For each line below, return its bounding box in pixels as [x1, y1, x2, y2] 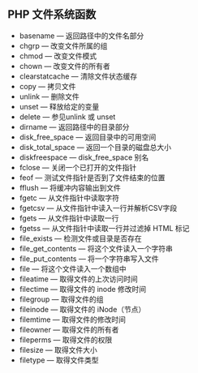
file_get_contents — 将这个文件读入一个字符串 [19, 243, 174, 253]
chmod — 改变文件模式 [19, 51, 97, 61]
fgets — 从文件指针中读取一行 [19, 213, 119, 223]
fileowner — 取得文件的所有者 [19, 324, 119, 334]
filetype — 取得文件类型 [19, 355, 99, 365]
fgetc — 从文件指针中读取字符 [19, 193, 119, 203]
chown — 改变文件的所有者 [19, 61, 110, 71]
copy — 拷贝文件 [19, 81, 76, 91]
